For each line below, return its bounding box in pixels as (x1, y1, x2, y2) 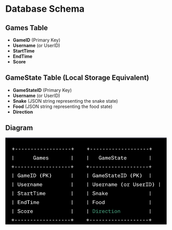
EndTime (12, 53, 33, 59)
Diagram (5, 124, 33, 132)
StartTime (12, 48, 35, 54)
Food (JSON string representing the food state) (12, 103, 113, 109)
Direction (12, 108, 33, 115)
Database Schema (5, 3, 85, 15)
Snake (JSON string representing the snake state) (12, 98, 118, 104)
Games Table (5, 24, 48, 32)
